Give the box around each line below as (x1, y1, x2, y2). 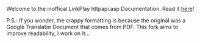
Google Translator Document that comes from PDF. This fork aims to (6, 24, 179, 30)
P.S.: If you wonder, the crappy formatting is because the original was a (6, 17, 186, 24)
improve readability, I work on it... (6, 30, 90, 37)
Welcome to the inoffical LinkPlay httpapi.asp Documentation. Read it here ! (6, 5, 195, 12)
